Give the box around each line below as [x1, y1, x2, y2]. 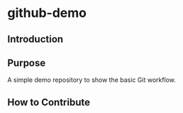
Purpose [7, 56, 46, 69]
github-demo [7, 5, 87, 21]
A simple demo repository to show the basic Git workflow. [7, 76, 176, 84]
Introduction [7, 33, 64, 45]
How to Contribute [7, 96, 91, 108]
